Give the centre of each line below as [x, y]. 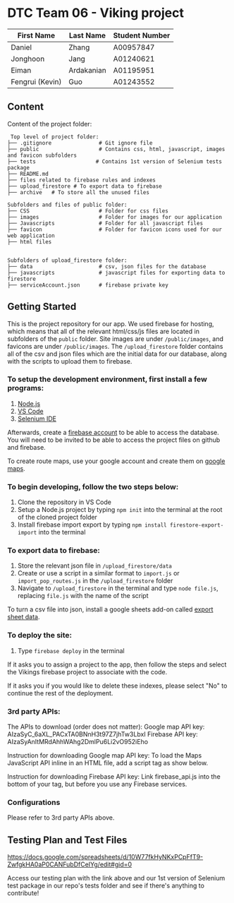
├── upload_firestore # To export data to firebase [85, 186]
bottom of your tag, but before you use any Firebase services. [97, 784]
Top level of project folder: [55, 137]
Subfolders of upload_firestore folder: [68, 260]
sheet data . [24, 617]
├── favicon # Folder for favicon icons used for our [115, 229]
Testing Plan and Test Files [67, 840]
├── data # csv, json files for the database [107, 266]
